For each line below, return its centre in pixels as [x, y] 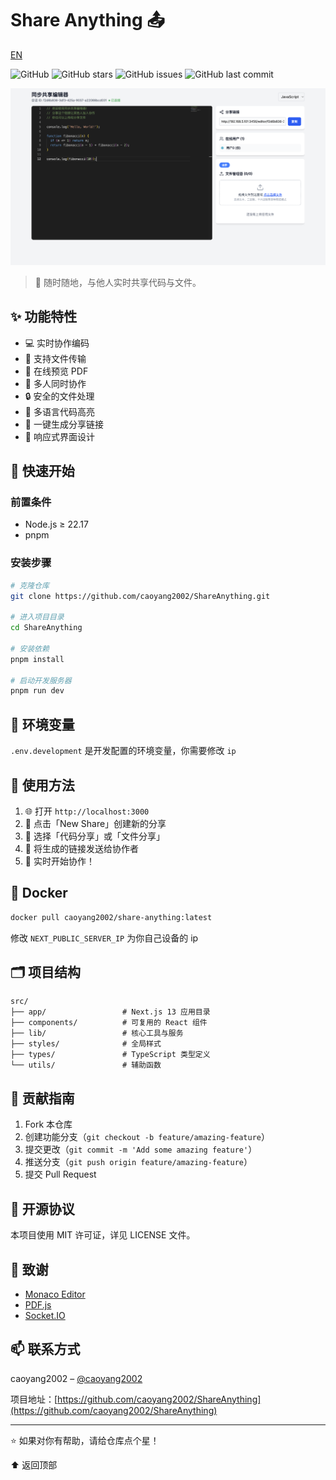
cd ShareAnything [46, 628]
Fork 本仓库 [48, 1124]
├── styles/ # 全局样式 [86, 1044]
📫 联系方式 [45, 1349]
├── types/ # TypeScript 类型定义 [110, 1055]
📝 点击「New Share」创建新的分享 [95, 823]
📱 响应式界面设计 [59, 436]
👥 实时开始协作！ [59, 861]
